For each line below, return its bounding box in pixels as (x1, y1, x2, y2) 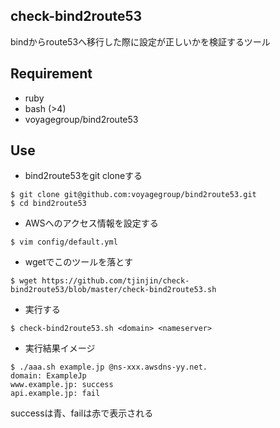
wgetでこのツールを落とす (24, 256, 133, 268)
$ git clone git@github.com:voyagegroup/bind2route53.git (10, 190, 257, 200)
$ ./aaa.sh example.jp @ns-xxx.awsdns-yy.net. (10, 362, 208, 373)
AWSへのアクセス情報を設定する (24, 217, 159, 229)
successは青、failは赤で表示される (10, 407, 154, 419)
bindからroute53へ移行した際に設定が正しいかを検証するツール (10, 35, 271, 48)
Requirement (10, 65, 93, 83)
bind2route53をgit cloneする (24, 170, 143, 182)
